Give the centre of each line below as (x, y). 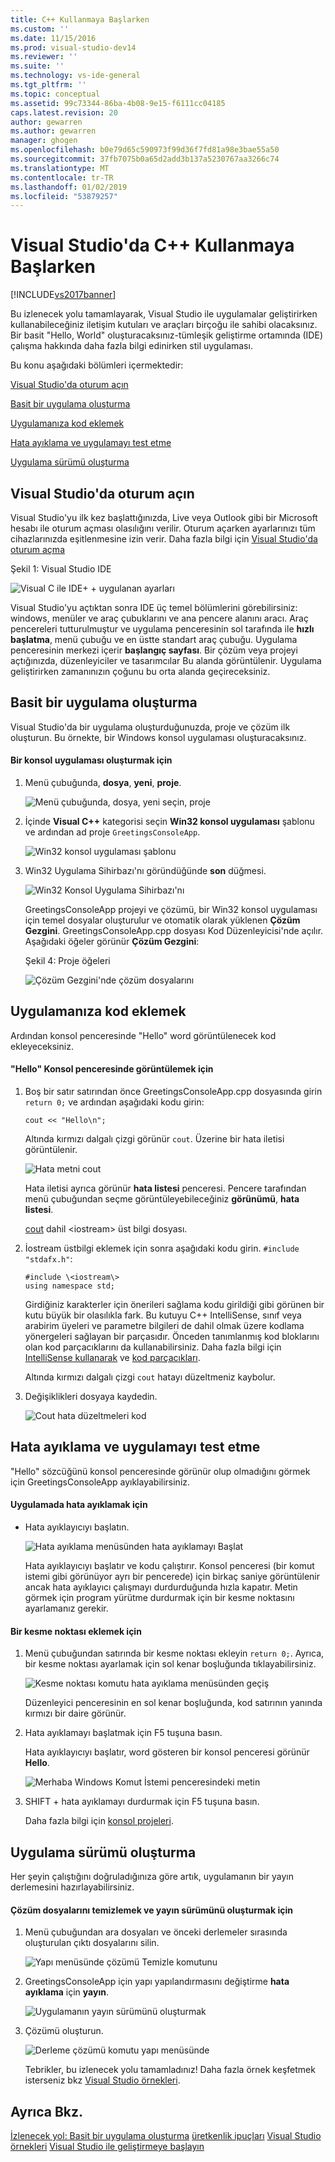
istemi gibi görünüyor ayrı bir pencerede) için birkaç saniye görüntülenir (172, 1577)
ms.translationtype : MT (60, 168)
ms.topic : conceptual (55, 94)
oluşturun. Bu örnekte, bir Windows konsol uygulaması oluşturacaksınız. (158, 737)
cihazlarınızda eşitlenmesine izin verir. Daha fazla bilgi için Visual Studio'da (164, 539)
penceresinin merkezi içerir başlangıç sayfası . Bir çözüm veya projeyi (154, 650)
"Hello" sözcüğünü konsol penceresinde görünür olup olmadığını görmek (160, 1471)
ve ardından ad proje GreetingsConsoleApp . (112, 832)
